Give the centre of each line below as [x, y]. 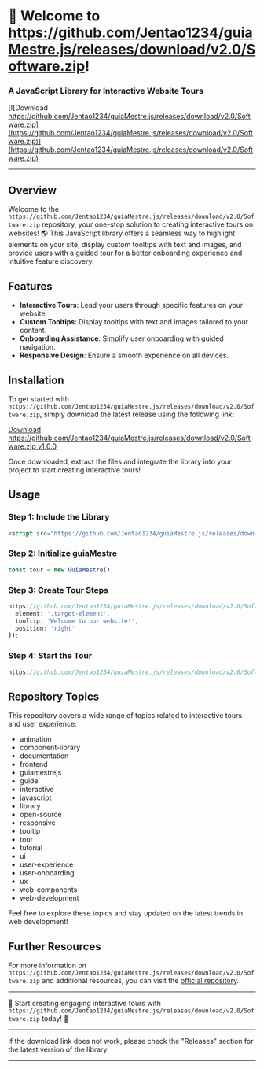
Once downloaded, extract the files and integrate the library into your [120, 461]
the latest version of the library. [59, 1049]
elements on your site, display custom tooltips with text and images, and [125, 245]
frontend [34, 764]
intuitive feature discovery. [51, 261]
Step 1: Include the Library [59, 517]
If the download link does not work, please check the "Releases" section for [131, 1041]
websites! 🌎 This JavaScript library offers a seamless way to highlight [122, 233]
